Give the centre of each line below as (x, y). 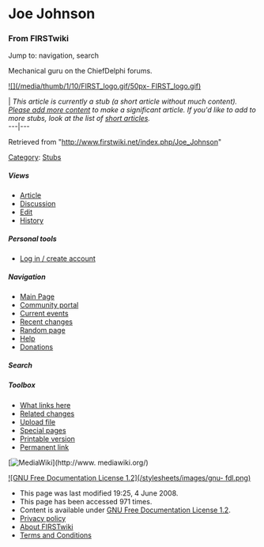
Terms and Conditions (56, 535)
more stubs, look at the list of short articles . (79, 119)
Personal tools (32, 239)
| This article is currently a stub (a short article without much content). (123, 102)
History (32, 221)
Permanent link (44, 447)
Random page (42, 330)
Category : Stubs (35, 157)
